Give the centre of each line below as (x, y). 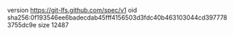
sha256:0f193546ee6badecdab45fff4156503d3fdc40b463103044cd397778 (117, 17)
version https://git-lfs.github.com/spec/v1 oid (72, 10)
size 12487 (53, 25)
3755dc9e (22, 25)
